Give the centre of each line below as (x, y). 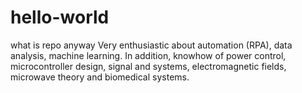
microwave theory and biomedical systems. (100, 77)
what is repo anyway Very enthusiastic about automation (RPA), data (151, 45)
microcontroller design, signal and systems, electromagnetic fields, (148, 66)
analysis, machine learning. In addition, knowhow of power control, (148, 55)
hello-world (60, 17)
